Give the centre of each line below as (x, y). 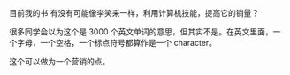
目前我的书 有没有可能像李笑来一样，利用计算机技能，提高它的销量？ (134, 13)
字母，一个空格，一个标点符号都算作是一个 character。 (117, 43)
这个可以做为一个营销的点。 (60, 61)
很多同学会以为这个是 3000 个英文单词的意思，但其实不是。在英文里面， (141, 32)
